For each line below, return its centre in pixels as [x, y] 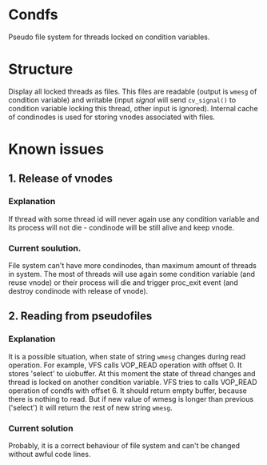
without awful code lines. [50, 455]
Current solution [41, 428]
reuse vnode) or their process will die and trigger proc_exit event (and [123, 283]
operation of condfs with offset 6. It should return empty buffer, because [128, 391]
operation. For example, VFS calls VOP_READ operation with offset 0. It [125, 365]
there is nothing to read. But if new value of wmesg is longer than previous [131, 399]
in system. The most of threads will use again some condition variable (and [132, 275]
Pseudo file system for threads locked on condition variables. [109, 37]
